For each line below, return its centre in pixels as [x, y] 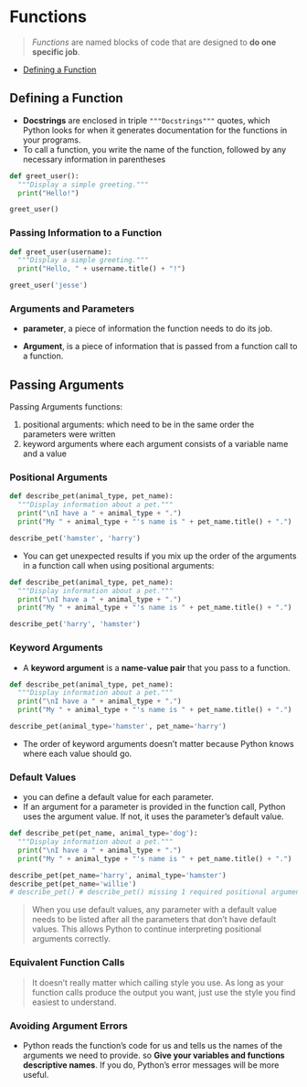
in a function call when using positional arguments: [118, 565]
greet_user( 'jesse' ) [49, 285]
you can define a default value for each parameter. [118, 797]
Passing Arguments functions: [66, 407]
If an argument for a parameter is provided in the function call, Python [154, 807]
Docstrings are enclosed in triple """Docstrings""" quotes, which [147, 120]
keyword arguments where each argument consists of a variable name [155, 444]
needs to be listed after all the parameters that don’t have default [154, 920]
